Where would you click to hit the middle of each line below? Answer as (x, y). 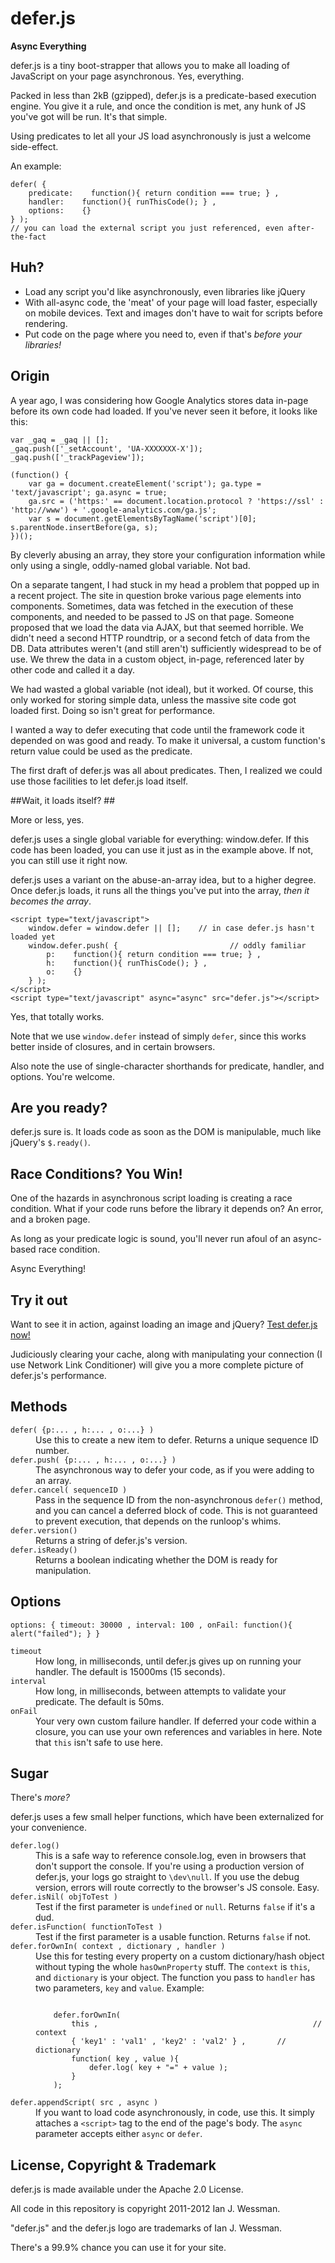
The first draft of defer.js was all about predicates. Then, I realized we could (166, 770)
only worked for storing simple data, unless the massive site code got (153, 699)
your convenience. (48, 1828)
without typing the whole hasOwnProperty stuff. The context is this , (173, 1967)
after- (301, 228)
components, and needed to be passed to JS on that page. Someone (152, 616)
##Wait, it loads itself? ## (62, 800)
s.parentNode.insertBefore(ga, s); (84, 527)
